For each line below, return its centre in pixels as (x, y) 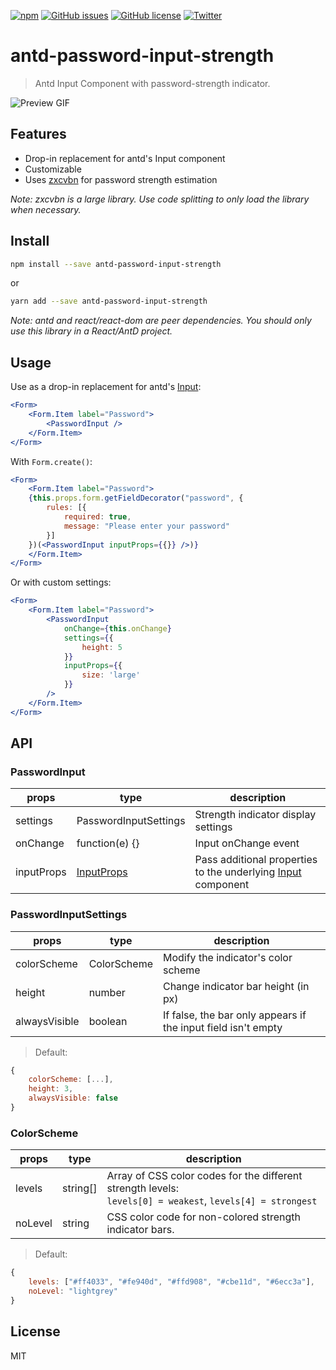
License (35, 1331)
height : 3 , (51, 1089)
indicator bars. (140, 1230)
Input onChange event (247, 843)
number (107, 992)
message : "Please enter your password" (146, 526)
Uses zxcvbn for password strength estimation (121, 179)
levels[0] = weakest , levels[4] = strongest (212, 1201)
